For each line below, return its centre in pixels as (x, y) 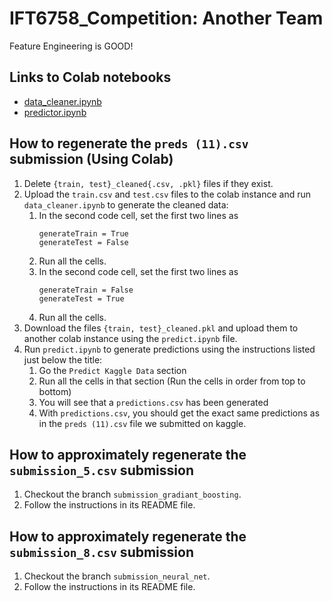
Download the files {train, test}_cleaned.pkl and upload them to (161, 328)
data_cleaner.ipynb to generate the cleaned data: (126, 204)
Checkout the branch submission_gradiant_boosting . (132, 494)
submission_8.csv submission (101, 552)
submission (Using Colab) (91, 159)
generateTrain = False (86, 290)
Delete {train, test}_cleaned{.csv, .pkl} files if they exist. (148, 183)
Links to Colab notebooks (90, 77)
